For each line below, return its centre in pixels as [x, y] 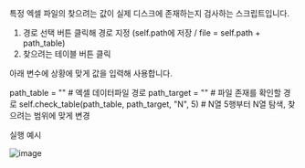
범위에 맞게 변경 [62, 115]
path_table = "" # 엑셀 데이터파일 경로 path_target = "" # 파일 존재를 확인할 [145, 93]
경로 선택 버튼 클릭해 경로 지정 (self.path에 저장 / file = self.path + [142, 33]
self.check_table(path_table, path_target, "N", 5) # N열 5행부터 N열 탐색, [152, 104]
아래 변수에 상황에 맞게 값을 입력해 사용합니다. [91, 73]
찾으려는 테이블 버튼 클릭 [67, 54]
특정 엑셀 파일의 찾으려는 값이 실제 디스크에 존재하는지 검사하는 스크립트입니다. [150, 13]
